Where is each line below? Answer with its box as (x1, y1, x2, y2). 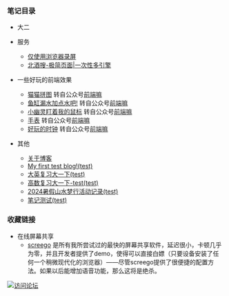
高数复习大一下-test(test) (27, 179, 99, 187)
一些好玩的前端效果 (17, 76, 72, 84)
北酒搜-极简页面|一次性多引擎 (27, 61, 112, 70)
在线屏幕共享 (17, 232, 54, 240)
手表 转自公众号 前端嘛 (27, 116, 90, 125)
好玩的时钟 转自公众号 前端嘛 (27, 125, 108, 133)
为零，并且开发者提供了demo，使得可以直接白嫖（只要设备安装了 (27, 249, 213, 257)
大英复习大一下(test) (27, 170, 86, 179)
